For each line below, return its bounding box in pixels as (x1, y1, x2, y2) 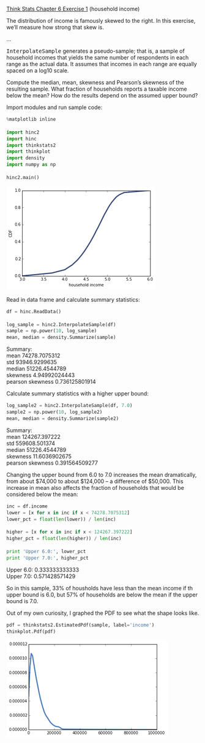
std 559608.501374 (6, 440, 55, 447)
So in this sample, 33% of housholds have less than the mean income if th (6, 584, 193, 592)
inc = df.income (6, 503, 48, 509)
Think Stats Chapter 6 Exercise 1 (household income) (6, 6, 140, 12)
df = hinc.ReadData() (6, 308, 62, 314)
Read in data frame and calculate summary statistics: (6, 295, 140, 303)
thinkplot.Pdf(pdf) (6, 628, 56, 634)
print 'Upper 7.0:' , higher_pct (6, 555, 89, 561)
